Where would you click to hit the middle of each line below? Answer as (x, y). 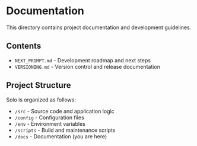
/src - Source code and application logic (64, 111)
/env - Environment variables (50, 123)
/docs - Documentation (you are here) (61, 136)
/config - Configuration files (49, 118)
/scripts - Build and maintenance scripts (65, 130)
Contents (24, 46)
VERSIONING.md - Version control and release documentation (87, 66)
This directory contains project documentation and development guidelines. (99, 27)
